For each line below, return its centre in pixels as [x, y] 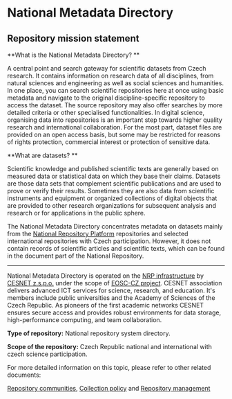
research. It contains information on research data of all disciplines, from [110, 76]
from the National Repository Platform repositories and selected [98, 234]
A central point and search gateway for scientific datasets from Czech [107, 68]
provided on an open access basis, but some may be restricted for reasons [114, 134]
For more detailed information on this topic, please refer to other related [109, 367]
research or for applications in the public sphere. [77, 213]
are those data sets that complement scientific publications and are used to [114, 184]
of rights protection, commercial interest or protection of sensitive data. [109, 142]
